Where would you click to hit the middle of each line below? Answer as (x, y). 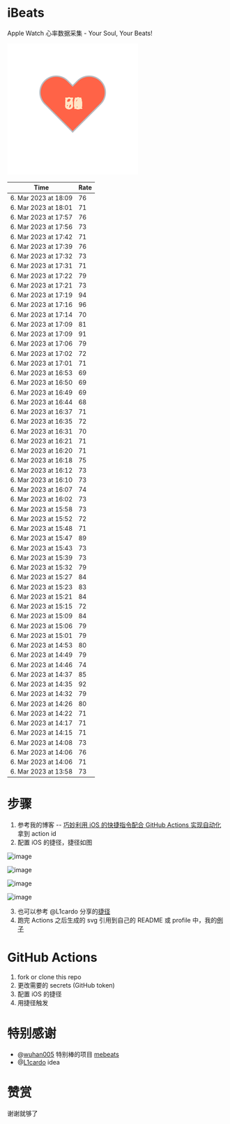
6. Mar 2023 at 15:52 (41, 518)
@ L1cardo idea (39, 1062)
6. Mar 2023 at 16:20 (41, 451)
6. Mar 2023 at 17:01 (41, 363)
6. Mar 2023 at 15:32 (41, 567)
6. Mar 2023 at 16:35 (41, 422)
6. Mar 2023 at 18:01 (41, 207)
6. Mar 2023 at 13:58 (41, 771)
